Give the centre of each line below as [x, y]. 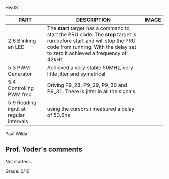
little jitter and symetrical [76, 74]
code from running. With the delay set [92, 47]
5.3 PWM [19, 67]
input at [17, 109]
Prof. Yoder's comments [44, 150]
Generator [20, 74]
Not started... [19, 161]
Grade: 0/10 [17, 171]
